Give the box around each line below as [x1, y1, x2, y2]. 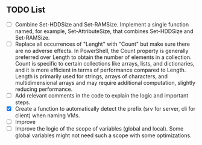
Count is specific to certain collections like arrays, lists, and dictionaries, [14, 60, 195, 67]
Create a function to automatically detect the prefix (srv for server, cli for [14, 105, 196, 112]
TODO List [6, 5, 45, 15]
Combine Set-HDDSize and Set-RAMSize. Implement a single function [14, 20, 189, 28]
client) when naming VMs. [14, 112, 80, 119]
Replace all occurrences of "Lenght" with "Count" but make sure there [14, 40, 191, 48]
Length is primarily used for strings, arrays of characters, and [14, 72, 168, 80]
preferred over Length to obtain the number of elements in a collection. [14, 54, 192, 61]
